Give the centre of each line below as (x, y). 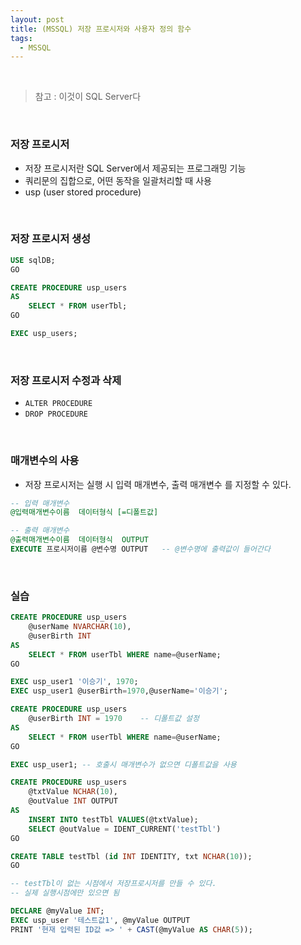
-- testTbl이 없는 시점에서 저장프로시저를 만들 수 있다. (113, 884)
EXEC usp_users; (44, 334)
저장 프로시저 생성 (51, 239)
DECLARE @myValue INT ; (57, 911)
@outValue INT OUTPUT (73, 801)
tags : (21, 38)
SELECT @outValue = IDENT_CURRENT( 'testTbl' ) (125, 829)
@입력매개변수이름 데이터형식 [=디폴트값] (84, 512)
